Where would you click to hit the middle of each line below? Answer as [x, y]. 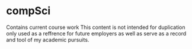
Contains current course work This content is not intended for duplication [96, 27]
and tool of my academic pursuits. [48, 40]
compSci [28, 11]
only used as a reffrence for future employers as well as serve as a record [96, 33]
